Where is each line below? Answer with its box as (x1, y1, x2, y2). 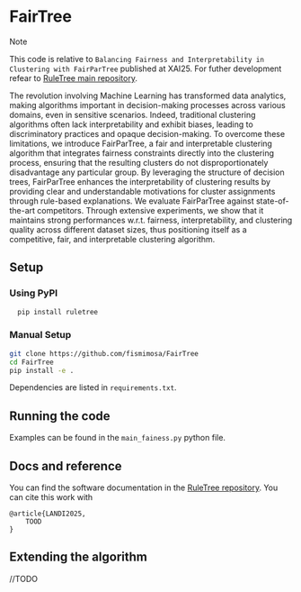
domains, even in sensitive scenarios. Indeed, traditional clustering (9, 109, 256, 120)
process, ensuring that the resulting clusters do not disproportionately (9, 157, 269, 168)
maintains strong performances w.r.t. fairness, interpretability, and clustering (9, 214, 293, 225)
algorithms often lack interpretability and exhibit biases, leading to (9, 119, 253, 130)
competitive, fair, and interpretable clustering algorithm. (9, 233, 216, 244)
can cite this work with (9, 492, 93, 503)
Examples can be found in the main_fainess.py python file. (9, 433, 226, 443)
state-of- (255, 196, 289, 206)
